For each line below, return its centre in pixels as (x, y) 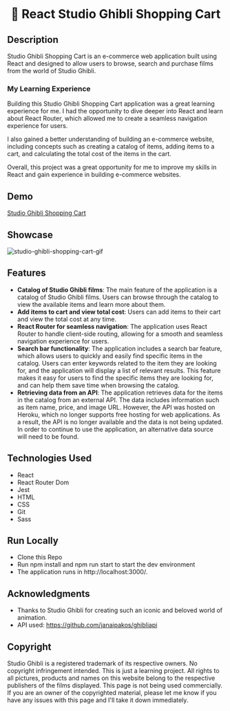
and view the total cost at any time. (67, 319)
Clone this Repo (40, 557)
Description (33, 40)
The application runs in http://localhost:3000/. (82, 572)
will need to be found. (48, 436)
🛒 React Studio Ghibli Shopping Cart (116, 14)
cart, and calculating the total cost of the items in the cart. (90, 154)
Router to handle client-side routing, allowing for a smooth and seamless (120, 334)
